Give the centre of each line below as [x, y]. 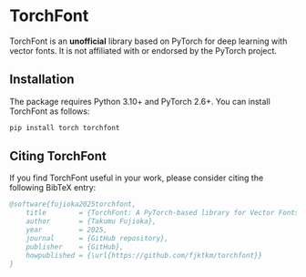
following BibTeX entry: [53, 188]
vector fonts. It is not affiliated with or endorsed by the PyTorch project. [143, 50]
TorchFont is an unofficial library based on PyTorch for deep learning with [148, 41]
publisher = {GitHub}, [75, 247]
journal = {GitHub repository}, [97, 238]
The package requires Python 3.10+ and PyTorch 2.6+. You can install [140, 101]
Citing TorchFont [58, 156]
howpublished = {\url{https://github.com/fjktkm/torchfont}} [144, 255]
